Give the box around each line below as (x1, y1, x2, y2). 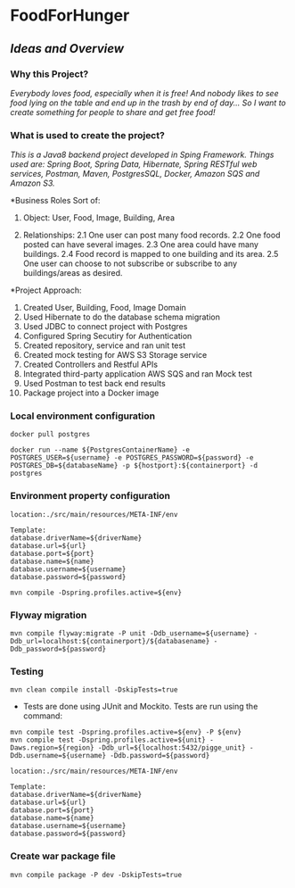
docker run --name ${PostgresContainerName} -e (10, 445, 191, 455)
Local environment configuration (10, 410, 155, 422)
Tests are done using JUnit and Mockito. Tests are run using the (22, 701, 258, 712)
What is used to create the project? (10, 129, 166, 141)
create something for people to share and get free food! (10, 106, 216, 117)
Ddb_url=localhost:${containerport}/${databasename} (10, 637, 210, 646)
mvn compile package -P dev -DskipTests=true (10, 870, 182, 879)
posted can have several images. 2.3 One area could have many (22, 239, 259, 250)
